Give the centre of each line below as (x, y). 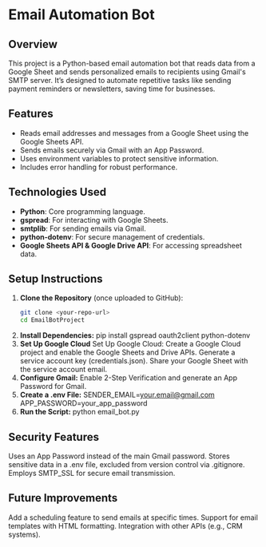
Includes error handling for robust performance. (99, 167)
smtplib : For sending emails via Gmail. (83, 228)
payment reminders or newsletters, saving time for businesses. (112, 89)
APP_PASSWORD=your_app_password (83, 403)
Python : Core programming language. (82, 211)
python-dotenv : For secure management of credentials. (112, 236)
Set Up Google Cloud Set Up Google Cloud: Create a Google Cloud (130, 344)
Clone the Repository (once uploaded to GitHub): (101, 298)
